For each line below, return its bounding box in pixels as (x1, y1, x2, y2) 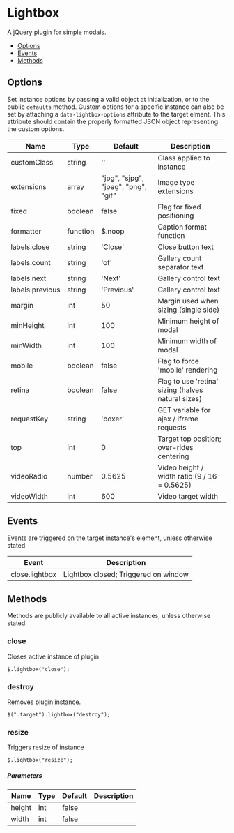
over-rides (157, 442, 194, 452)
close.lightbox (10, 569, 57, 579)
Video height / (157, 463, 204, 472)
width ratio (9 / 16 (157, 471, 217, 481)
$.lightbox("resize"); (7, 757, 73, 764)
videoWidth (10, 491, 49, 501)
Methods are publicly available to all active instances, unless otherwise (7, 612, 211, 620)
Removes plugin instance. (7, 698, 81, 706)
